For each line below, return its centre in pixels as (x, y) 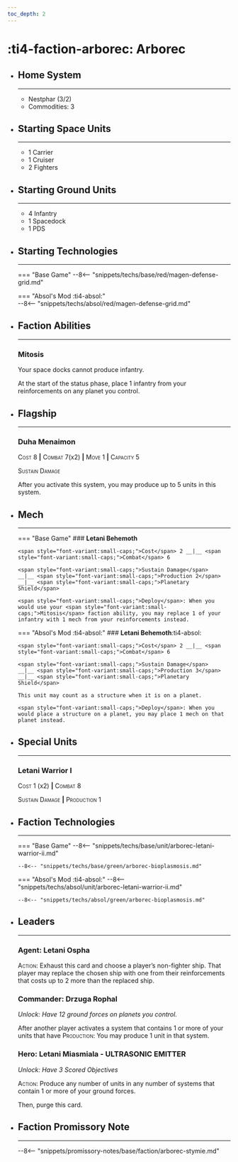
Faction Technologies (66, 822)
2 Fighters (43, 168)
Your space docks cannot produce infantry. (81, 370)
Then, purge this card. (50, 1105)
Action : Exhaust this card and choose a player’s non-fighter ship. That (119, 965)
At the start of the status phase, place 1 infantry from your (102, 383)
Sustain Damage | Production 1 (59, 800)
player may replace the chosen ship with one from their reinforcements (121, 973)
